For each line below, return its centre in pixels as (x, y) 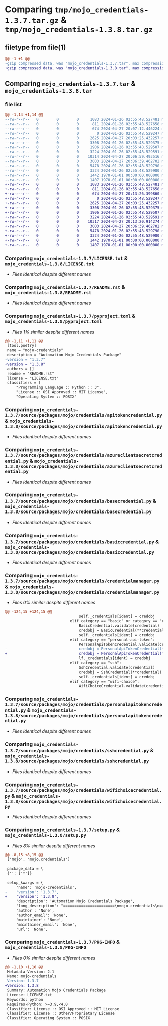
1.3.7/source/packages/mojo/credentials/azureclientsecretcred (84, 455)
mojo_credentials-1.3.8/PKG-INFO (46, 948)
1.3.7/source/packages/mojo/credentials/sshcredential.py (77, 751)
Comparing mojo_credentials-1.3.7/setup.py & (63, 830)
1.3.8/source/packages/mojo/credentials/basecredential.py (78, 512)
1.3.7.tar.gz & (36, 20)
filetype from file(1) (36, 47)
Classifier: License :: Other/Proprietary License (61, 1014)
